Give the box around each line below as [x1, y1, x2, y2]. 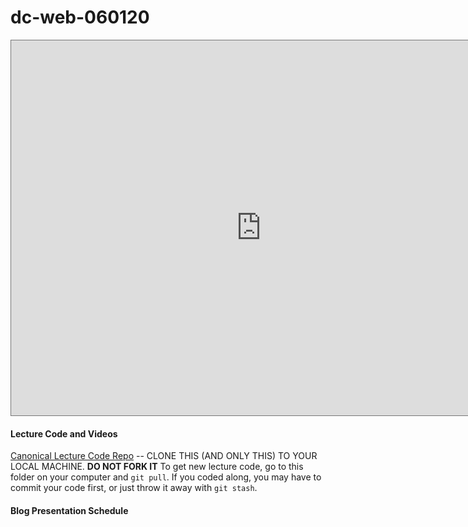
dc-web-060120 [10, 6, 150, 29]
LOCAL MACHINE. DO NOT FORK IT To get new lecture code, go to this [10, 461, 304, 473]
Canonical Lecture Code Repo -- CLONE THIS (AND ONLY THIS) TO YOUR [10, 450, 318, 462]
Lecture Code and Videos [10, 427, 118, 440]
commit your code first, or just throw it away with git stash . [10, 482, 258, 494]
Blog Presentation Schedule [10, 504, 129, 516]
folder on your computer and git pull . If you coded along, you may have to [10, 471, 322, 483]
